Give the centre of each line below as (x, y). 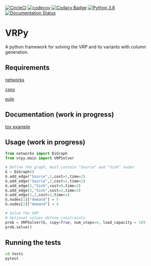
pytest (12, 259)
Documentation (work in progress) (60, 115)
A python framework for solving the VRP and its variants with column (76, 47)
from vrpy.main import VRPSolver (40, 158)
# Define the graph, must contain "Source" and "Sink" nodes (70, 167)
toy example (18, 126)
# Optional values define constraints (45, 218)
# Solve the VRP (22, 213)
